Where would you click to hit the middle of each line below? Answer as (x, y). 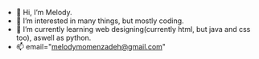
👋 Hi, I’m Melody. (44, 12)
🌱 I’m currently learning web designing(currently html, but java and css (133, 29)
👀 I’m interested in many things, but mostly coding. (100, 21)
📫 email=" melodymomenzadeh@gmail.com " (91, 47)
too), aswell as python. (53, 37)
